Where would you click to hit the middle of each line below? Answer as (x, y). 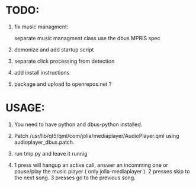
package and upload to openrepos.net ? (63, 84)
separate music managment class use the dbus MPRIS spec (87, 38)
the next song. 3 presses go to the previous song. (75, 178)
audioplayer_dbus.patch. (44, 142)
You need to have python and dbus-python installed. (78, 124)
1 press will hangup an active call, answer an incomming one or (91, 165)
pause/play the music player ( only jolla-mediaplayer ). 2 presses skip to (102, 171)
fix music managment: (41, 27)
